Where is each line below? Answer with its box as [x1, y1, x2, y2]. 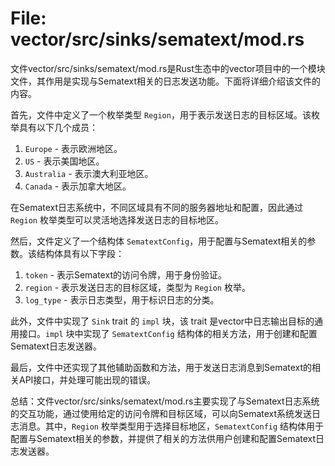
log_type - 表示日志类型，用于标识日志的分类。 [24, 293, 220, 306]
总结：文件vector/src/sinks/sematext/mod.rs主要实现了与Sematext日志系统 [10, 395, 320, 407]
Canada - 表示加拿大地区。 [24, 180, 132, 192]
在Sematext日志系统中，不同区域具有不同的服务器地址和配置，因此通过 [10, 201, 304, 213]
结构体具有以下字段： [36, 247, 125, 259]
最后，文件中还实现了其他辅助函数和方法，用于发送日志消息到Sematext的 [10, 361, 313, 373]
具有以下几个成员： [18, 121, 98, 133]
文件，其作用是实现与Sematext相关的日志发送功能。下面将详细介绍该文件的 [10, 75, 322, 87]
